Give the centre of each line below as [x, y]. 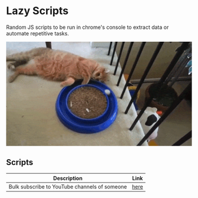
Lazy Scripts [37, 11]
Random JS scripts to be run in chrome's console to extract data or [88, 27]
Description [67, 178]
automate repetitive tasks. [38, 33]
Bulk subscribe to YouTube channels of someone [68, 187]
